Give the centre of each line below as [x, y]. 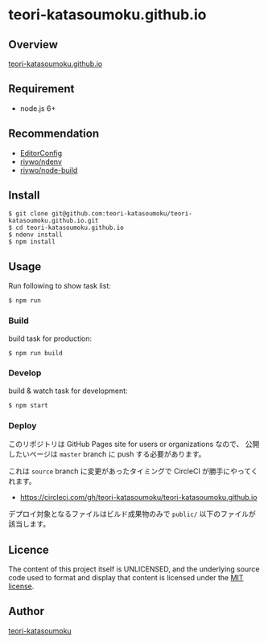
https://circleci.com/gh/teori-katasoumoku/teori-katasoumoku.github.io [138, 498]
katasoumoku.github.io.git [54, 221]
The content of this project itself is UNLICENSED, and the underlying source [134, 569]
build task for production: [50, 338]
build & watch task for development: [68, 391]
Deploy [23, 425]
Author [26, 611]
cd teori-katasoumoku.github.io [70, 228]
